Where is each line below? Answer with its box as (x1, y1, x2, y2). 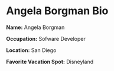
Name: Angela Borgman (6, 24, 65, 31)
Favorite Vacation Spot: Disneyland (6, 58, 93, 65)
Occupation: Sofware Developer (6, 35, 86, 42)
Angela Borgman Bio (6, 4, 109, 18)
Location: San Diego (6, 46, 57, 54)
